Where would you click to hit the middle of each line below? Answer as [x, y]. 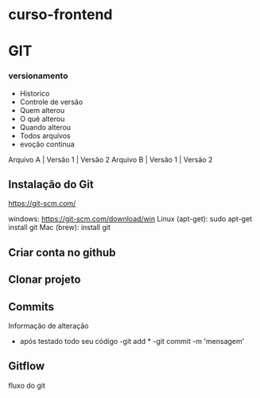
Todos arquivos [45, 135]
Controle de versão [51, 102]
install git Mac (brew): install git [60, 228]
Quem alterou [42, 110]
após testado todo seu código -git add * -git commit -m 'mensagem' [132, 341]
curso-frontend [60, 15]
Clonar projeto [45, 280]
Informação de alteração [49, 326]
